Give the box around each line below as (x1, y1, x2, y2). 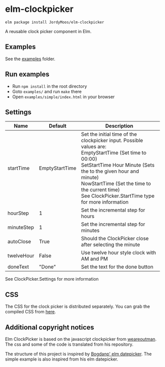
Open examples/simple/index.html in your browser (12, 94, 115, 100)
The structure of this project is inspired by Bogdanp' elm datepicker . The (5, 351, 152, 357)
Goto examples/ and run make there (12, 88, 82, 94)
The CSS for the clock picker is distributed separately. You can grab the (5, 303, 150, 309)
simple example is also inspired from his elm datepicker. (5, 356, 118, 362)
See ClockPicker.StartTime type (81, 192, 155, 199)
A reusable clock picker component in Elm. (5, 28, 92, 34)
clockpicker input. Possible (81, 137, 143, 144)
